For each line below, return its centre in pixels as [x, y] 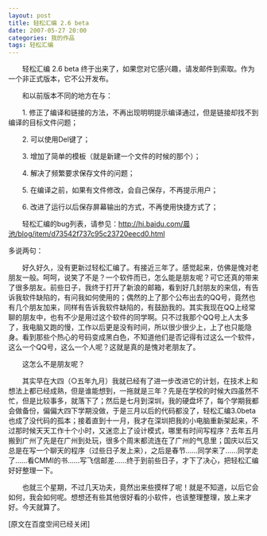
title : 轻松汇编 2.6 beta [49, 23]
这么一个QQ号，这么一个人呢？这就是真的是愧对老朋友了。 [104, 348]
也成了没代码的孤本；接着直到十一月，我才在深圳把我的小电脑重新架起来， [130, 421]
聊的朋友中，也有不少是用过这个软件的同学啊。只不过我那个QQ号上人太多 [128, 317]
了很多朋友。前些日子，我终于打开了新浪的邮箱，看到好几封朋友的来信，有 [130, 288]
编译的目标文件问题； [43, 122]
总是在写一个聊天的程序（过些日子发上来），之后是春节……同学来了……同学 [130, 451]
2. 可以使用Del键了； [56, 139]
